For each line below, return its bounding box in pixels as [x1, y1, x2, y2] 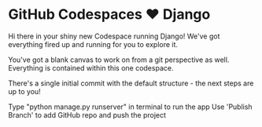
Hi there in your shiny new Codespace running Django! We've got [8, 31, 220, 41]
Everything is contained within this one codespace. [8, 63, 174, 72]
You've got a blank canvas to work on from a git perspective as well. [8, 55, 230, 64]
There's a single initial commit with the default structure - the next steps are [8, 78, 254, 88]
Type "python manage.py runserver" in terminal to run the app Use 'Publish [8, 102, 253, 111]
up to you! [8, 86, 41, 96]
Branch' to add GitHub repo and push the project [8, 110, 167, 119]
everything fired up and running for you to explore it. [8, 39, 179, 49]
